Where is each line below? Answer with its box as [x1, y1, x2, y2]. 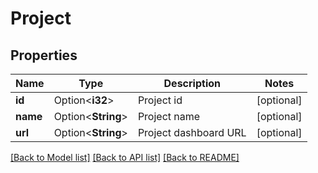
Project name [137, 110, 201, 123]
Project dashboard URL [137, 126, 247, 139]
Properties [10, 47, 78, 64]
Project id [137, 93, 183, 107]
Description [163, 77, 221, 90]
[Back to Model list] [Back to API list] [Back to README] [10, 152, 240, 163]
